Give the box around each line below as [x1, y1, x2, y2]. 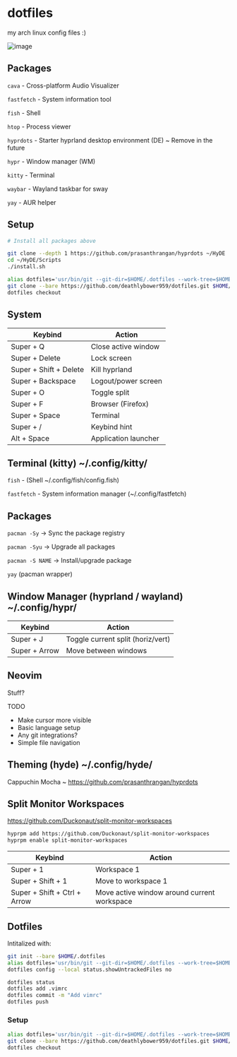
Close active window [90, 341, 160, 351]
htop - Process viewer [7, 122, 72, 131]
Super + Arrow [11, 645, 60, 655]
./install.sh [7, 263, 46, 270]
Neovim [7, 669, 42, 682]
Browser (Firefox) [90, 399, 150, 409]
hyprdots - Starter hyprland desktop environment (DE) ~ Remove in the [7, 136, 213, 144]
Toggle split [90, 387, 130, 397]
